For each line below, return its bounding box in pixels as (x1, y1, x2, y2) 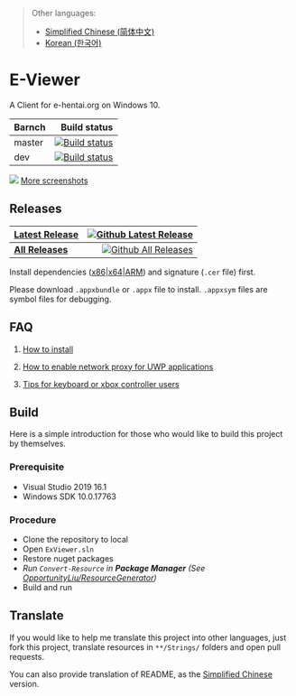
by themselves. (9, 438, 66, 450)
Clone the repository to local (22, 534, 129, 544)
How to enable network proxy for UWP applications (22, 361, 214, 372)
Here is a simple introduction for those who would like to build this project (9, 429, 283, 440)
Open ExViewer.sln (22, 543, 95, 554)
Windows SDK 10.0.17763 (22, 491, 117, 502)
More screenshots (20, 175, 88, 186)
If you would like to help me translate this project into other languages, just (9, 632, 287, 643)
